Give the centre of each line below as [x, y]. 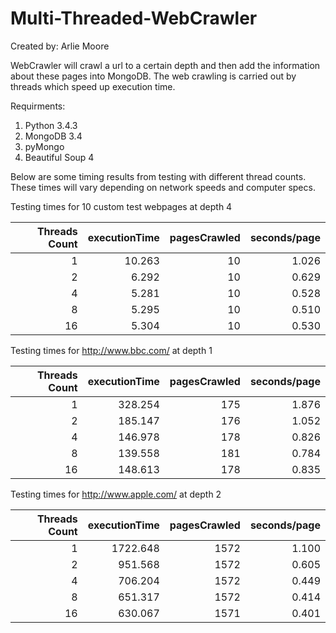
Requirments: [38, 106]
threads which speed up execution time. [93, 86]
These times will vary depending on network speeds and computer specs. [163, 187]
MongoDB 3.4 [53, 136]
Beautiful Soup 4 [59, 157]
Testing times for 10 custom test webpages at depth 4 [121, 206]
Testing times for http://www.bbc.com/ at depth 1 [111, 350]
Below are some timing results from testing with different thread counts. [158, 176]
